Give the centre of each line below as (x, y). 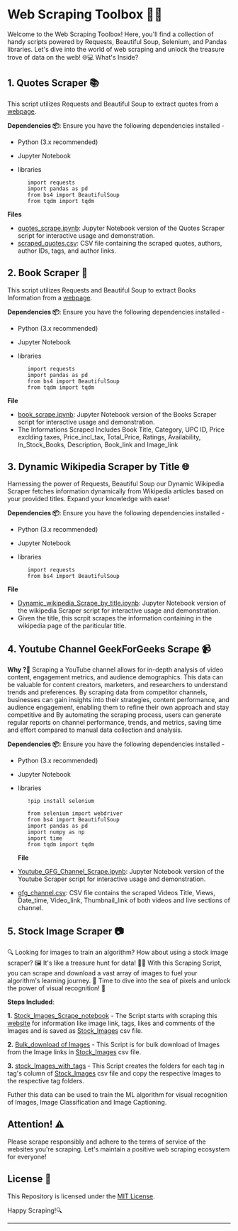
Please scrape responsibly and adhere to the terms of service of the (107, 1142)
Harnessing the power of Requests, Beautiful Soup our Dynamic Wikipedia (116, 484)
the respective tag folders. (46, 1081)
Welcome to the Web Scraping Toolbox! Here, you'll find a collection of (110, 34)
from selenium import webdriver (75, 814)
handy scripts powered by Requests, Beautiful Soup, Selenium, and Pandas (117, 41)
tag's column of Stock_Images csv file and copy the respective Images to (114, 1073)
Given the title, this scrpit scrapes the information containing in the (115, 618)
